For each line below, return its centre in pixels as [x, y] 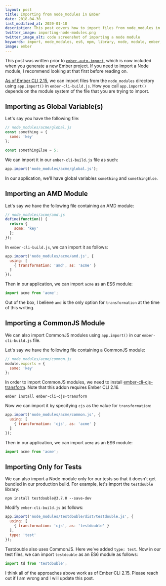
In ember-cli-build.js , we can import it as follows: [57, 247]
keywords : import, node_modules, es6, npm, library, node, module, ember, [84, 42]
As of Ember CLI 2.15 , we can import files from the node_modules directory [80, 81]
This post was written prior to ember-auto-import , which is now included [78, 60]
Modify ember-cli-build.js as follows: [44, 507]
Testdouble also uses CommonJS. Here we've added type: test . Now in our [83, 549]
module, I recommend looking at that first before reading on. [66, 71]
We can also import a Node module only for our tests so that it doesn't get [81, 479]
